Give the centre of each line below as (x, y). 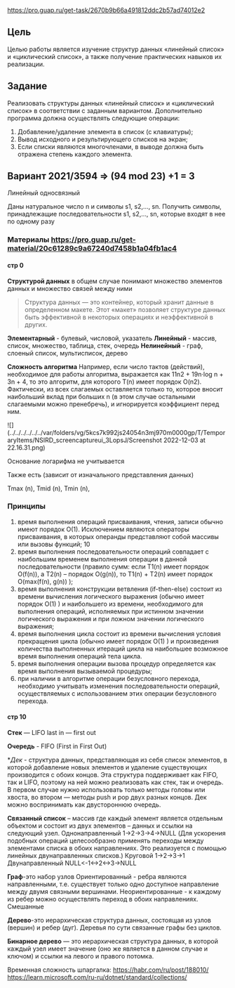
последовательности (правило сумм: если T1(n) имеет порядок (113, 566)
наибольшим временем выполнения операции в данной (102, 559)
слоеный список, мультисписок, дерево (68, 353)
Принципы (27, 507)
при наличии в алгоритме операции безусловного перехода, (109, 678)
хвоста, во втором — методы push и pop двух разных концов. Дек (107, 798)
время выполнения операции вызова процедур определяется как (116, 663)
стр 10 (17, 717)
